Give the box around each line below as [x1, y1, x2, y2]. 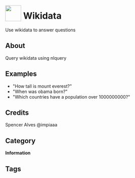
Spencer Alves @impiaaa [5, 122, 58, 128]
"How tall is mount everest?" [12, 83, 72, 89]
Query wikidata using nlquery [5, 55, 67, 61]
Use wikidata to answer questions [5, 27, 76, 33]
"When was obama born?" [12, 88, 68, 95]
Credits [5, 108, 29, 117]
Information [5, 150, 31, 156]
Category [5, 137, 36, 145]
